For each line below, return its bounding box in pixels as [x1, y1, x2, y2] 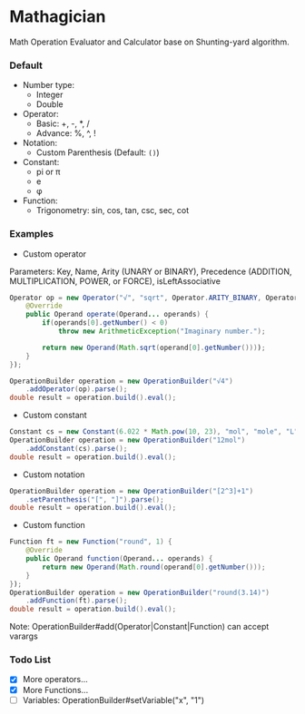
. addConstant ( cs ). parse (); [25, 444, 128, 453]
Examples [9, 228, 54, 240]
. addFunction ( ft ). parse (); [25, 596, 128, 605]
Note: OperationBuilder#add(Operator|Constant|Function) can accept [9, 621, 270, 632]
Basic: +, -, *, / [35, 118, 91, 129]
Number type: [22, 80, 75, 91]
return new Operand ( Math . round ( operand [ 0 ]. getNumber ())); [42, 562, 266, 572]
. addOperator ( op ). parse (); [25, 385, 128, 394]
